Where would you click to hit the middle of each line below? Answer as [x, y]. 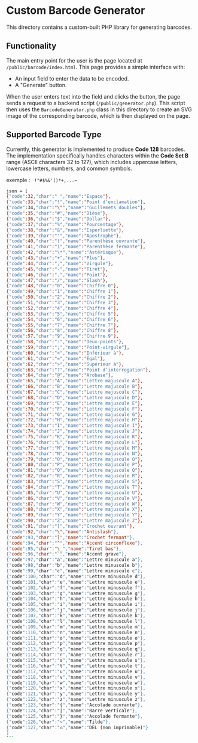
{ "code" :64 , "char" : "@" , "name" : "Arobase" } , [60, 375]
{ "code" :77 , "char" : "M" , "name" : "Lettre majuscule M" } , [75, 448]
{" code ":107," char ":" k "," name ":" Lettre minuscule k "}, [76, 616]
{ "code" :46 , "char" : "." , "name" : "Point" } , [57, 275]
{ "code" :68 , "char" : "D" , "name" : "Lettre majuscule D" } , [75, 397]
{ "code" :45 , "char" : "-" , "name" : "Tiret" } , [57, 269]
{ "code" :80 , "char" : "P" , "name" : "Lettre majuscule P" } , [75, 465]
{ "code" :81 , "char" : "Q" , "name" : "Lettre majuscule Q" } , [75, 470]
